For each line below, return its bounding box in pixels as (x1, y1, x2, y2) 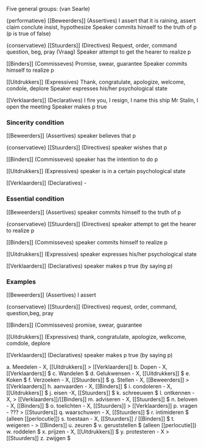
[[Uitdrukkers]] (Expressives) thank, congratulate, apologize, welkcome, (6, 333, 187, 340)
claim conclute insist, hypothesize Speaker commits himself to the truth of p (6, 24, 197, 30)
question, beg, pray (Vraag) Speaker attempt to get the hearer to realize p (6, 48, 191, 55)
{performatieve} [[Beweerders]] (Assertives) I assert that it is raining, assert (6, 17, 196, 24)
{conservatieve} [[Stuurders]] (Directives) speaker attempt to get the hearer (6, 220, 197, 227)
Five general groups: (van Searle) (6, 5, 90, 12)
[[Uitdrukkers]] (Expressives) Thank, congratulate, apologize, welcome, (6, 79, 186, 85)
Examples (6, 277, 37, 286)
